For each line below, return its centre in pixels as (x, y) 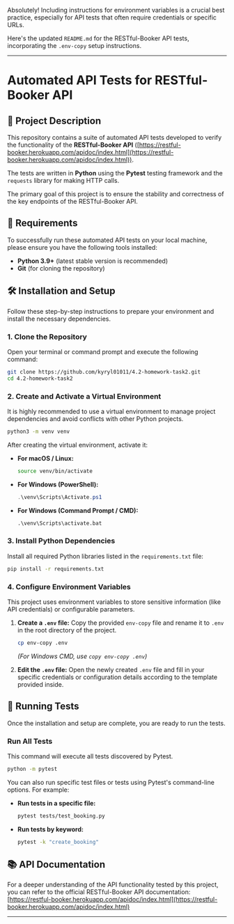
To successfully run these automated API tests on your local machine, (107, 240)
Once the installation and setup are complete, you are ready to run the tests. (116, 723)
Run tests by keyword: (50, 829)
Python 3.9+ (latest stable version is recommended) (93, 261)
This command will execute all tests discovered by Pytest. (90, 756)
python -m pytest (32, 769)
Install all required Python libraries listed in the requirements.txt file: (106, 556)
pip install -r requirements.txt (56, 569)
